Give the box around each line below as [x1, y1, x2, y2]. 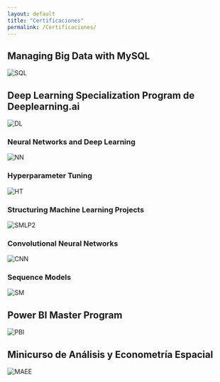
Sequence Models [7, 273, 72, 283]
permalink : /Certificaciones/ [7, 23, 97, 31]
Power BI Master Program [7, 309, 123, 321]
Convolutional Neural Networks [7, 239, 119, 249]
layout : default [7, 10, 55, 18]
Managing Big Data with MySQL [7, 50, 150, 62]
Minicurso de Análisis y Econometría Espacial [7, 349, 214, 361]
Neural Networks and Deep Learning [7, 136, 136, 146]
